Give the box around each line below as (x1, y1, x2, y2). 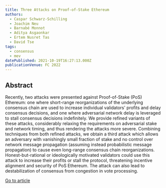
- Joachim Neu (9, 21, 39, 26)
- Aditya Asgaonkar (9, 30, 50, 35)
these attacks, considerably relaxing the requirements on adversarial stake (5, 120, 157, 126)
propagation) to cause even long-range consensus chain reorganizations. (5, 147, 155, 153)
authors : (5, 12, 23, 17)
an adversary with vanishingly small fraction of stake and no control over (5, 136, 153, 142)
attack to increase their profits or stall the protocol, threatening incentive (5, 157, 153, 163)
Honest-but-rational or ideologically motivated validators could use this (5, 152, 150, 158)
